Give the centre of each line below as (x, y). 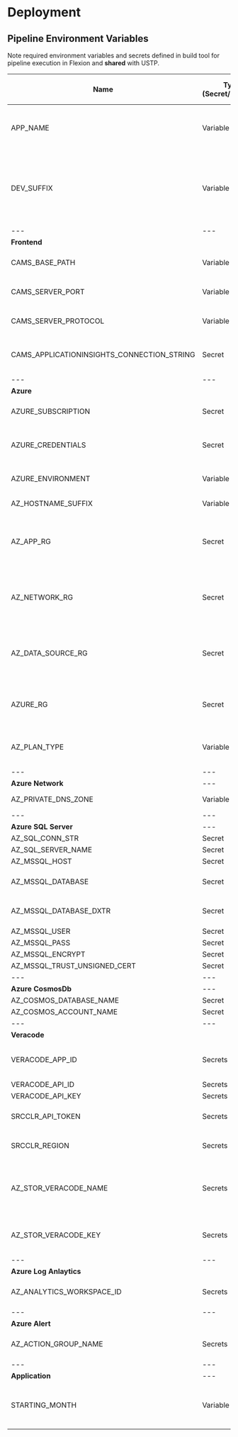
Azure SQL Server (42, 827)
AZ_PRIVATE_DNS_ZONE (52, 799)
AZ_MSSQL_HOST (41, 861)
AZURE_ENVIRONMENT (51, 479)
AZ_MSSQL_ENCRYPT (48, 954)
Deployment (44, 12)
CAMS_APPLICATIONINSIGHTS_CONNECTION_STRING (103, 355)
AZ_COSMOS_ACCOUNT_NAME (64, 1012)
